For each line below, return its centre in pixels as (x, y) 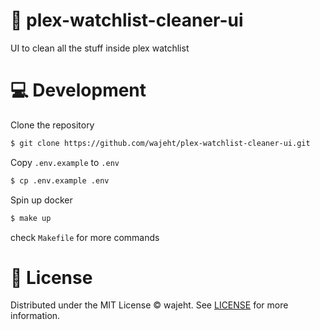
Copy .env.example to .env (65, 162)
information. (35, 316)
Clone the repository (52, 125)
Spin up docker (41, 200)
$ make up (31, 218)
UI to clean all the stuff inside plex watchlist (100, 48)
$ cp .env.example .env (60, 180)
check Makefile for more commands (85, 237)
